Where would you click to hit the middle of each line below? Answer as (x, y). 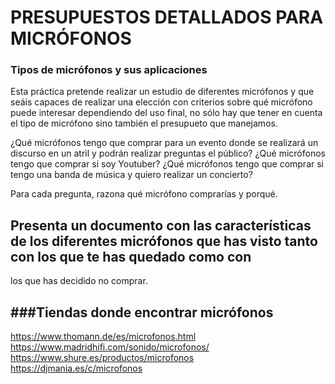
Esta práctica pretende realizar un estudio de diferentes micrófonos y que (162, 92)
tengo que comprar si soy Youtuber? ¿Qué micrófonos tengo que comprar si (167, 164)
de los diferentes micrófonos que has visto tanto (164, 241)
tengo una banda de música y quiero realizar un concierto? (131, 175)
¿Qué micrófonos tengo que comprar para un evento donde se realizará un (164, 143)
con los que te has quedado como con (131, 256)
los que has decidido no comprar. (79, 281)
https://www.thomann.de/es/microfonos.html (103, 337)
